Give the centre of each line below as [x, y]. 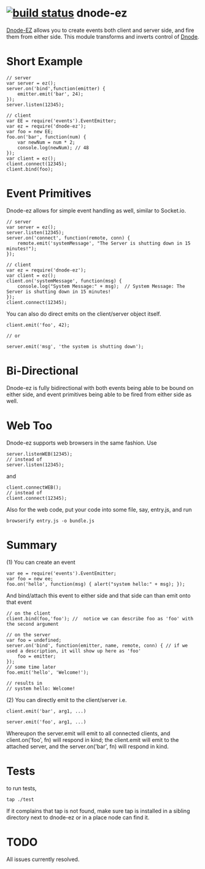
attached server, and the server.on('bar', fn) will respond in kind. [87, 746]
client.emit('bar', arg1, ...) [46, 711]
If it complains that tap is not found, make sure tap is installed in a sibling [98, 811]
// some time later [31, 667]
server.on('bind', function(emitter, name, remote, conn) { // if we [97, 645]
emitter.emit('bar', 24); [51, 94]
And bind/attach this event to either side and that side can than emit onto [99, 595]
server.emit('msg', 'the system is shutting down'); [75, 346]
